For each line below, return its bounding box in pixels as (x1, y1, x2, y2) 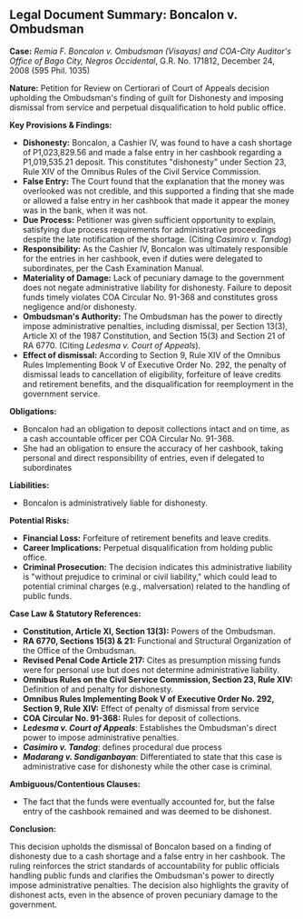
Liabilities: (9, 479, 50, 490)
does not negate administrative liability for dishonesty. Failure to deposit (22, 282, 292, 293)
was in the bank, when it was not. (22, 205, 148, 215)
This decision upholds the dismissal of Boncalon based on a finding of (9, 841, 272, 852)
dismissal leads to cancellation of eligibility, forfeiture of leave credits (22, 368, 281, 380)
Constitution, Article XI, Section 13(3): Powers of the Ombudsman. (22, 625, 276, 636)
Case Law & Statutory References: (9, 608, 142, 619)
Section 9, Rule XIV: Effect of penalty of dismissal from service (22, 703, 260, 714)
